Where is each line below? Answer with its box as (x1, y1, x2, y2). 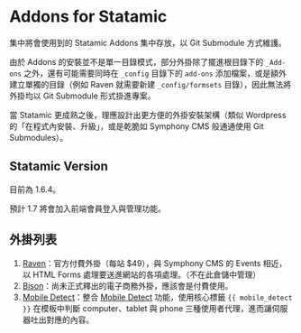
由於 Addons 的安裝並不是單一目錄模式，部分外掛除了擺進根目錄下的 (9, 56, 264, 67)
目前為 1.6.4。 (9, 183, 61, 195)
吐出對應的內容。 (30, 314, 95, 325)
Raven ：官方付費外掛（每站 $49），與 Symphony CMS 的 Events (22, 257, 261, 268)
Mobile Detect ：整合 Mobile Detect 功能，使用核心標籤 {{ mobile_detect (22, 291, 293, 302)
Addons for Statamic (9, 6, 168, 27)
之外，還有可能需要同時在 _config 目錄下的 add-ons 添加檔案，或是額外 (23, 68, 287, 79)
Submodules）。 (9, 132, 68, 143)
